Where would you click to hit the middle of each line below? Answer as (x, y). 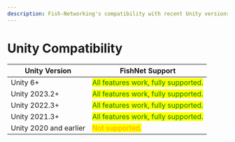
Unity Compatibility (65, 48)
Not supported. (117, 128)
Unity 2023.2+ (35, 94)
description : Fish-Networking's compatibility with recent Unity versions (119, 14)
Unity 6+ (25, 83)
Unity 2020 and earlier (48, 128)
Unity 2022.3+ (35, 105)
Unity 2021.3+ (35, 116)
